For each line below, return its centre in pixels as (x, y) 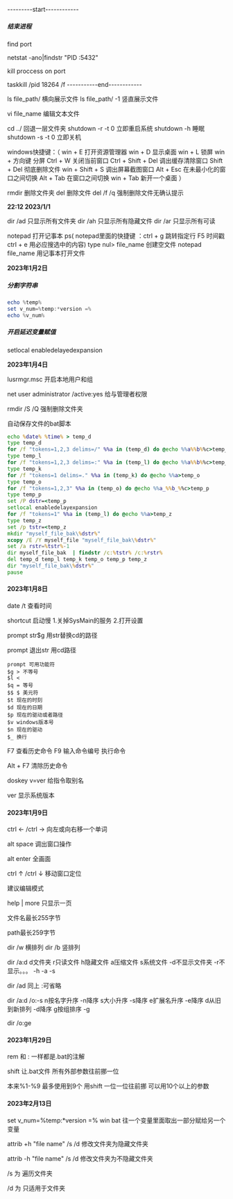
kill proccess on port (36, 71)
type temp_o (24, 482)
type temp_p (24, 495)
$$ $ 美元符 (23, 693)
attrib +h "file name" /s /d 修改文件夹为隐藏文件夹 (78, 1143)
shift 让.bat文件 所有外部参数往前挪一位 (63, 1071)
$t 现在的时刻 (25, 700)
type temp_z (24, 520)
